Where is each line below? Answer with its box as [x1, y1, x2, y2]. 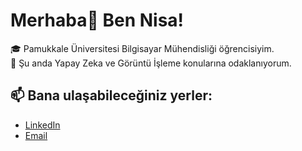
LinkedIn [24, 119, 61, 131]
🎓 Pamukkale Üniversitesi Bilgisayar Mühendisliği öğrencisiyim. [10, 42, 275, 54]
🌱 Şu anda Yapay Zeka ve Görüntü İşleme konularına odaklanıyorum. [10, 57, 292, 69]
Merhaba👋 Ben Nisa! [10, 9, 185, 32]
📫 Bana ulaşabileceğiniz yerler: [10, 87, 213, 104]
